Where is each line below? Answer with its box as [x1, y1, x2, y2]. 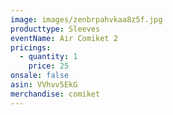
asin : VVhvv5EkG [10, 80, 78, 90]
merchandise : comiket [10, 89, 101, 99]
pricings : [10, 42, 52, 53]
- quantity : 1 [19, 52, 78, 62]
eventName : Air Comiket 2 [10, 33, 118, 43]
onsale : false [10, 71, 70, 81]
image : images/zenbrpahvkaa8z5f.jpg [10, 14, 163, 25]
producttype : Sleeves [10, 24, 101, 34]
